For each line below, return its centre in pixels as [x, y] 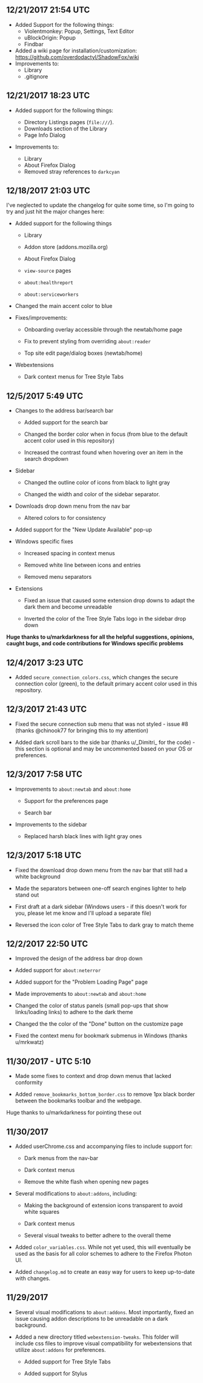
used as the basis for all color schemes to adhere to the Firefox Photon [103, 1253]
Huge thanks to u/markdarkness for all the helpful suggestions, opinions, [100, 637]
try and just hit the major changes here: [55, 212]
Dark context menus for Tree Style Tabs [74, 377]
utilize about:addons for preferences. [60, 1350]
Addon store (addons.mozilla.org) [66, 247]
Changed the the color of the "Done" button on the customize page [99, 1024]
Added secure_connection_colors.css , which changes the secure [97, 677]
